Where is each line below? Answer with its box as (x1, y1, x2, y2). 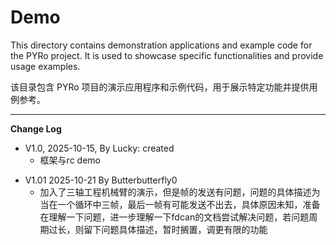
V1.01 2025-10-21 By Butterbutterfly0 (24, 174, 178, 186)
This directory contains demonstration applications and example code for (10, 39, 313, 51)
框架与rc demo (39, 154, 101, 166)
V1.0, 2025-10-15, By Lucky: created (24, 142, 175, 154)
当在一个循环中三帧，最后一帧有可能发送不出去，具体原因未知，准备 (39, 198, 321, 210)
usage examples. (10, 60, 81, 72)
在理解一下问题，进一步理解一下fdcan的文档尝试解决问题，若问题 (39, 211, 310, 223)
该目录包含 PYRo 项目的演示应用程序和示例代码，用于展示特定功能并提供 (10, 81, 310, 93)
